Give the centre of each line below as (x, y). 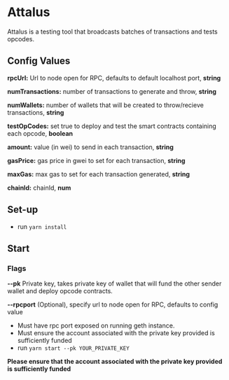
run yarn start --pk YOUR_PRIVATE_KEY (73, 348)
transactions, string (36, 112)
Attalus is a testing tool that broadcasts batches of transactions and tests (113, 31)
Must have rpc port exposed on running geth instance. (96, 325)
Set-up (23, 210)
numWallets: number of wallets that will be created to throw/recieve (106, 105)
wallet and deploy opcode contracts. (60, 291)
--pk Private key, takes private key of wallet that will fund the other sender (114, 283)
